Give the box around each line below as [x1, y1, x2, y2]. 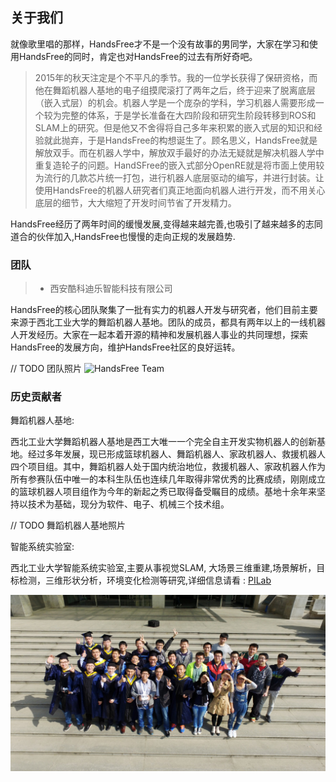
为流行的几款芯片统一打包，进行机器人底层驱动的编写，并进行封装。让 [34, 171, 325, 183]
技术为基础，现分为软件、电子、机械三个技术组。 [27, 498, 230, 510]
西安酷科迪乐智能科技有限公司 [49, 283, 173, 295]
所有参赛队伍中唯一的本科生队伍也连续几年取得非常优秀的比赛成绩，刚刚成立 [10, 473, 326, 485]
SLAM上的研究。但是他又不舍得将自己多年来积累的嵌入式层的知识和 [34, 121, 314, 133]
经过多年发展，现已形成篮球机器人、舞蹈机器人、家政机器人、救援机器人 [27, 448, 326, 460]
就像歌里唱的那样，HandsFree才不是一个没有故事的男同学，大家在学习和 [10, 38, 310, 50]
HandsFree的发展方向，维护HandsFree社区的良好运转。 [10, 341, 241, 353]
